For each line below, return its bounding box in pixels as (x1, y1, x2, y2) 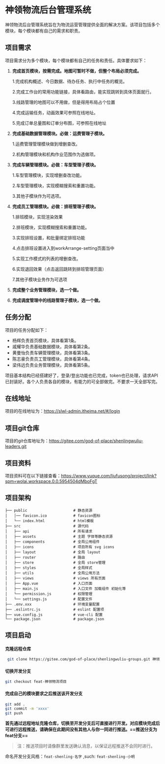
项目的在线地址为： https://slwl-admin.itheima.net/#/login (5, 408, 120, 414)
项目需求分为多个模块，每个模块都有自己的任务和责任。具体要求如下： (5, 57, 147, 63)
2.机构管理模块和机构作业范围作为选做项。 (12, 151, 98, 157)
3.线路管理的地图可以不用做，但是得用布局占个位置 (12, 99, 115, 105)
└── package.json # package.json (5, 616, 105, 621)
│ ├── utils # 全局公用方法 (5, 570, 100, 576)
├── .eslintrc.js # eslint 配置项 (5, 607, 105, 612)
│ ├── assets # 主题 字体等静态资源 (5, 534, 113, 539)
